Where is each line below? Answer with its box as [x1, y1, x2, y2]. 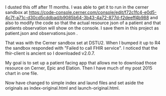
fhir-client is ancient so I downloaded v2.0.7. [5, 50, 95, 56]
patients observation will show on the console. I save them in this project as [5, 25, 159, 31]
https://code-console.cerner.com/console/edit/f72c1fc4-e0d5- [29, 9, 157, 15]
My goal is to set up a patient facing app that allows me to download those [5, 60, 157, 65]
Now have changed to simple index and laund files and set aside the [5, 80, 144, 86]
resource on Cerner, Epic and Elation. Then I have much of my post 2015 [5, 65, 153, 71]
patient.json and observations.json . [5, 31, 78, 36]
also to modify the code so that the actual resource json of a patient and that [5, 20, 161, 26]
